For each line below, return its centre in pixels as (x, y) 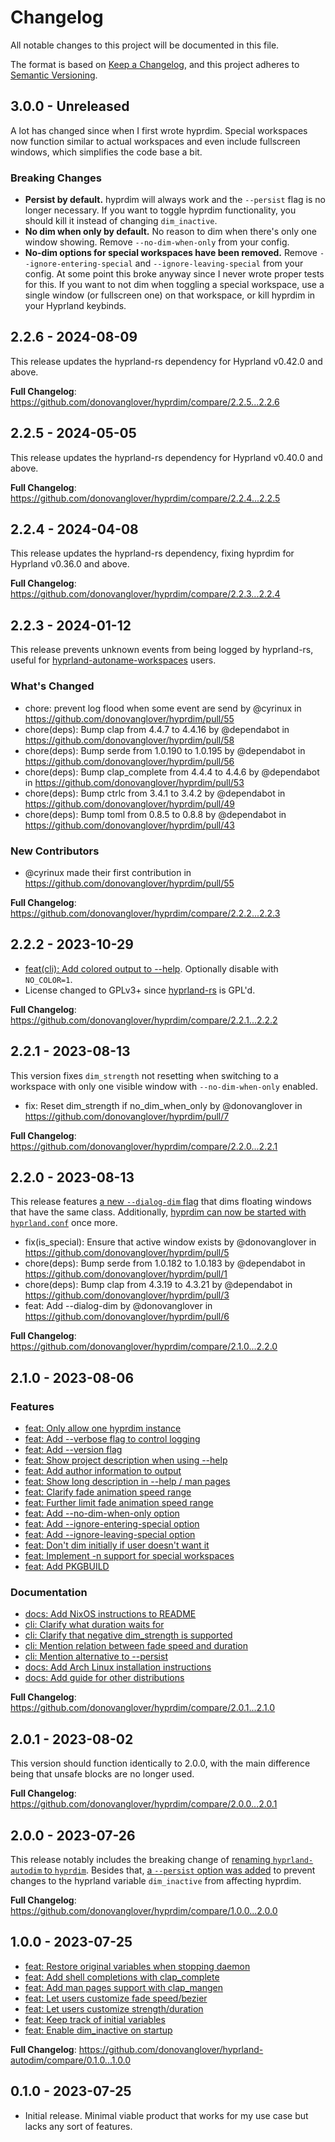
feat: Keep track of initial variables (95, 2019)
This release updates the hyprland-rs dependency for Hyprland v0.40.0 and (166, 457)
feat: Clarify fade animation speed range (108, 1492)
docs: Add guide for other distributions (104, 1678)
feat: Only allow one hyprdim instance (103, 1428)
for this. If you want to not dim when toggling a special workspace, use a (174, 285)
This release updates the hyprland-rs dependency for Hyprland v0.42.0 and (166, 361)
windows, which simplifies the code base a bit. (106, 152)
